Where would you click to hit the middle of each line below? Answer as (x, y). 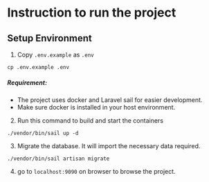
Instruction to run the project (92, 13)
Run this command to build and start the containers (90, 120)
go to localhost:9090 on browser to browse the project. (96, 171)
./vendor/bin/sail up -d (43, 133)
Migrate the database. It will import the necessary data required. (109, 145)
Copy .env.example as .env (56, 54)
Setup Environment (49, 38)
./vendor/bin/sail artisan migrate (58, 159)
